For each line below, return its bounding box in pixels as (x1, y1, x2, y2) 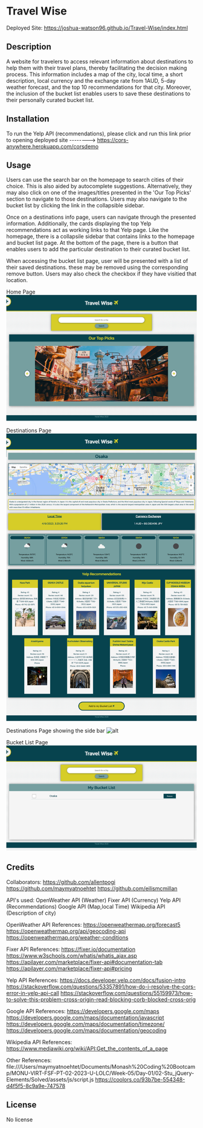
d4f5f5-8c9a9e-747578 (6, 1082, 65, 1089)
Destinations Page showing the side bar (6, 727, 105, 734)
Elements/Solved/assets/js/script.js (6, 1075, 94, 1083)
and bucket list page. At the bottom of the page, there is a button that (6, 239, 179, 247)
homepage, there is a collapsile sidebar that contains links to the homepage (6, 233, 195, 240)
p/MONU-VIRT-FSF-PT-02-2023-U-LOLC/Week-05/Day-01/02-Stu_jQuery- (6, 1069, 195, 1077)
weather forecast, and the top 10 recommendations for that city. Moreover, (6, 83, 192, 91)
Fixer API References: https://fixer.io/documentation (6, 946, 136, 953)
